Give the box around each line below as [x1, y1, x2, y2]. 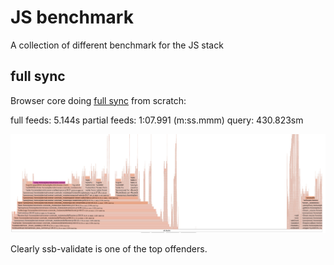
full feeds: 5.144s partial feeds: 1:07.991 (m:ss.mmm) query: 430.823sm [10, 114, 304, 126]
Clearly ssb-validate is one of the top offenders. [10, 242, 208, 255]
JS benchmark [10, 6, 134, 29]
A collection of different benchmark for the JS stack [10, 39, 224, 51]
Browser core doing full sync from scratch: [10, 94, 187, 106]
